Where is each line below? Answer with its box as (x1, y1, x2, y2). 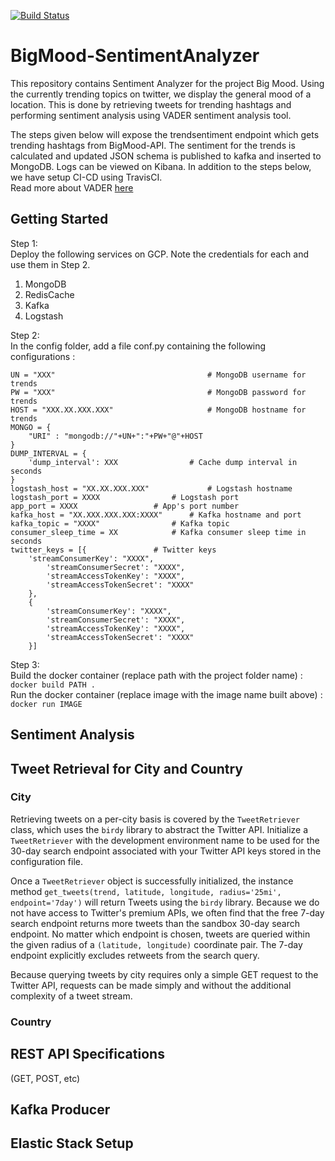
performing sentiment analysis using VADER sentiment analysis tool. (10, 109, 292, 121)
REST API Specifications (10, 1046, 165, 1063)
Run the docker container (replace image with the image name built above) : (10, 688, 323, 700)
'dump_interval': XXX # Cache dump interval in (28, 457, 298, 467)
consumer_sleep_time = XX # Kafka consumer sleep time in (10, 527, 307, 537)
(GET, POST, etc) (10, 1072, 81, 1084)
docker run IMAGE (10, 699, 83, 709)
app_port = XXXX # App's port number (10, 501, 240, 511)
